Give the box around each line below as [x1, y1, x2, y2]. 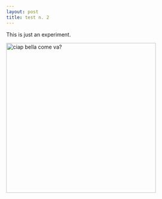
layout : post [6, 8, 39, 15]
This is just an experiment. [6, 31, 71, 38]
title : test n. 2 [6, 14, 50, 20]
